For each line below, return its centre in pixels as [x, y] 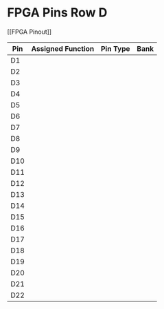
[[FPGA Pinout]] [30, 32]
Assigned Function [63, 48]
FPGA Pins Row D [57, 13]
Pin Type [115, 48]
